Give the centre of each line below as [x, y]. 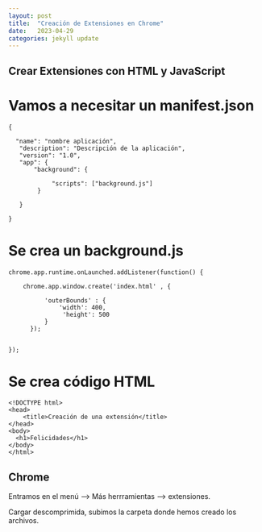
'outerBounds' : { [75, 300]
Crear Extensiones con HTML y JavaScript [117, 71]
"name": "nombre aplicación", [66, 141]
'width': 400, [83, 307]
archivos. [23, 521]
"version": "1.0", [50, 155]
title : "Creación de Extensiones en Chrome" [86, 23]
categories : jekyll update [54, 38]
